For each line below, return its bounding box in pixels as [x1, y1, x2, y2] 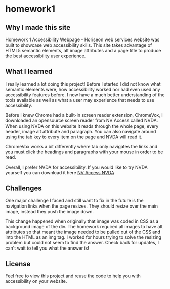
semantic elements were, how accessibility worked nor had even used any [5, 86, 160, 92]
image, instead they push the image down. [5, 208, 94, 214]
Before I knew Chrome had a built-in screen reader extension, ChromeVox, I [5, 112, 163, 118]
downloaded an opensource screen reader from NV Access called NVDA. [5, 117, 158, 123]
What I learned [5, 67, 53, 76]
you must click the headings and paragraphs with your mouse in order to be [5, 149, 163, 155]
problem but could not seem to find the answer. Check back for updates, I [5, 239, 159, 245]
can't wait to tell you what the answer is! [5, 245, 90, 251]
